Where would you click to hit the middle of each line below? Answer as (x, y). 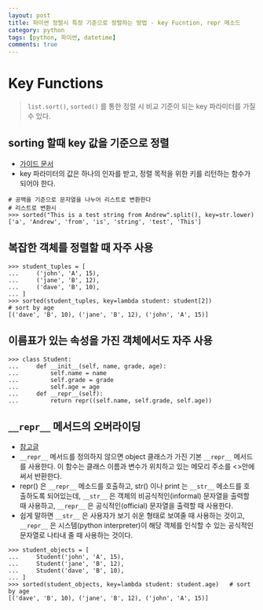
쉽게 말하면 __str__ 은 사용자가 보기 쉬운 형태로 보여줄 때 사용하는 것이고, (132, 516)
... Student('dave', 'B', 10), (66, 571)
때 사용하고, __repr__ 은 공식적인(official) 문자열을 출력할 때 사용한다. (126, 506)
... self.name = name (58, 373)
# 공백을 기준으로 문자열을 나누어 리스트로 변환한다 (80, 200)
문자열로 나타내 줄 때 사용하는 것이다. (76, 535)
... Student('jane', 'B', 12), (66, 564)
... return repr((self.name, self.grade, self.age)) (110, 401)
